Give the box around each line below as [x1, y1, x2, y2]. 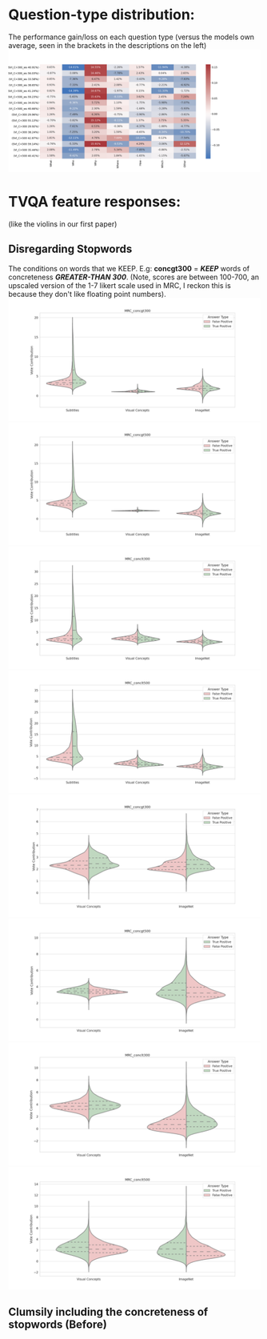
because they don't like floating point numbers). [8, 289, 166, 299]
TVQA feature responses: [8, 193, 181, 211]
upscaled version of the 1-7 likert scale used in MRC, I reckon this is [8, 280, 232, 290]
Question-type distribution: [8, 6, 195, 24]
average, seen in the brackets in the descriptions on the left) [8, 40, 207, 50]
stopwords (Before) [8, 1318, 108, 1332]
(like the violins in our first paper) [8, 218, 118, 229]
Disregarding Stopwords [8, 243, 133, 256]
